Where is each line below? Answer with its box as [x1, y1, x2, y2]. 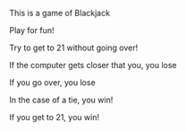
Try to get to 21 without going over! [9, 42, 139, 53]
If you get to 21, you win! [9, 112, 100, 122]
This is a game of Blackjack [9, 8, 110, 18]
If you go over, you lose [9, 77, 96, 88]
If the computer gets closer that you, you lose [9, 60, 177, 70]
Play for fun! [9, 25, 55, 35]
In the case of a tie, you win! [9, 94, 114, 105]
